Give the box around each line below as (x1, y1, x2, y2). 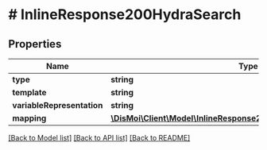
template (12, 87, 47, 98)
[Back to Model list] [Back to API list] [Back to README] (8, 133, 191, 142)
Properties (8, 37, 62, 51)
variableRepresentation (12, 100, 103, 110)
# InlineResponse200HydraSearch (8, 6, 242, 24)
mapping (12, 113, 47, 124)
